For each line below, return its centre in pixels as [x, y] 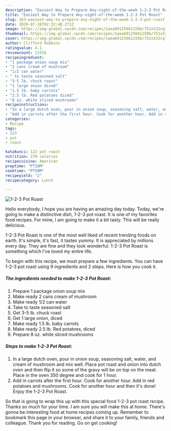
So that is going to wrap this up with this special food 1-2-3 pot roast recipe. [85, 401]
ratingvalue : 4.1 [24, 48]
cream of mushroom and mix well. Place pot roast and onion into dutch [87, 364]
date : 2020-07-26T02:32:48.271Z [39, 24]
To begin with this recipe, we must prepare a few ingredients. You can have [84, 261]
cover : [12, 39]
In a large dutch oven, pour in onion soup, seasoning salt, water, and [84, 359]
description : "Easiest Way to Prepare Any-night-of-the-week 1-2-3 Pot [83, 10]
